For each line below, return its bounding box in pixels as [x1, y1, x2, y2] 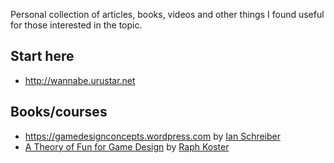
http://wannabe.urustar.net [24, 74, 136, 86]
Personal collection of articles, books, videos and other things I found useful [10, 9, 325, 20]
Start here [10, 48, 75, 65]
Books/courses [10, 104, 108, 121]
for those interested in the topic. [10, 19, 143, 31]
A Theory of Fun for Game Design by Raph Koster [24, 140, 230, 153]
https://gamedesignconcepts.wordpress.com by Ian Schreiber [24, 130, 282, 142]
